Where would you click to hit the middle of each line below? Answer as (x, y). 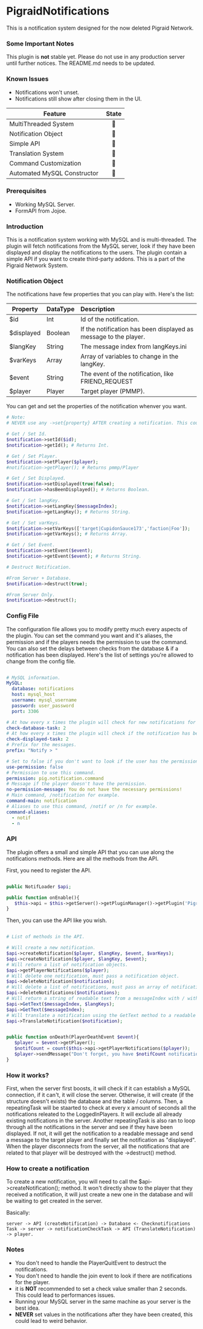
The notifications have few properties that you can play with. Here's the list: (100, 294)
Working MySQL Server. (45, 204)
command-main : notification (42, 801)
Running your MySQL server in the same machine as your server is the (103, 1301)
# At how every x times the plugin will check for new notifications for (101, 722)
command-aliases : (28, 812)
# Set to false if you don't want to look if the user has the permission (102, 761)
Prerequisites (26, 191)
